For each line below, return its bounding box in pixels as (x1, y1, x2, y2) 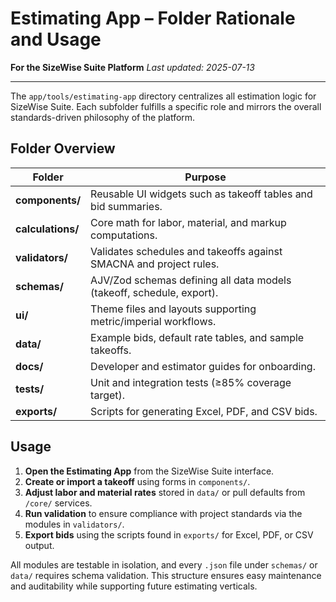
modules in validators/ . (24, 518, 125, 530)
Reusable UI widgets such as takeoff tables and (90, 187, 313, 201)
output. (24, 539, 55, 551)
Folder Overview (10, 140, 116, 157)
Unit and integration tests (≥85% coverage (90, 375, 292, 389)
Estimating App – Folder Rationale (10, 7, 296, 30)
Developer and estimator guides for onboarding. (90, 359, 316, 373)
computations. (90, 228, 158, 242)
